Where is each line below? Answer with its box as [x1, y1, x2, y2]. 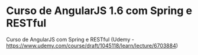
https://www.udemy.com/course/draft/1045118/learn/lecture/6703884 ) [6, 42, 178, 49]
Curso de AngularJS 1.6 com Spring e [6, 4, 193, 18]
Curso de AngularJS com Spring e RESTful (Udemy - [6, 36, 135, 43]
